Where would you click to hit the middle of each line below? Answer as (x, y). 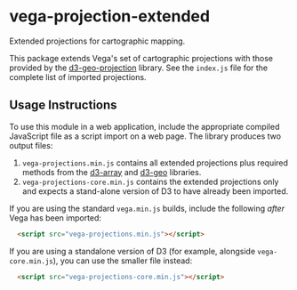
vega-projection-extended (110, 16)
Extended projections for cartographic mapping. (97, 41)
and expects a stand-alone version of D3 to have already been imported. (155, 191)
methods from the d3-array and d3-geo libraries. (112, 172)
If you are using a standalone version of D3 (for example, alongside (132, 251)
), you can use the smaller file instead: (123, 261)
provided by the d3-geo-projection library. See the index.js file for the (139, 68)
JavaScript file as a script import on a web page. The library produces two (145, 136)
